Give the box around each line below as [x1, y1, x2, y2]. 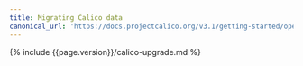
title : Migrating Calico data [9, 13, 124, 23]
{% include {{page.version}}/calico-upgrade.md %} [9, 46, 201, 57]
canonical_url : [9, 22, 67, 31]
